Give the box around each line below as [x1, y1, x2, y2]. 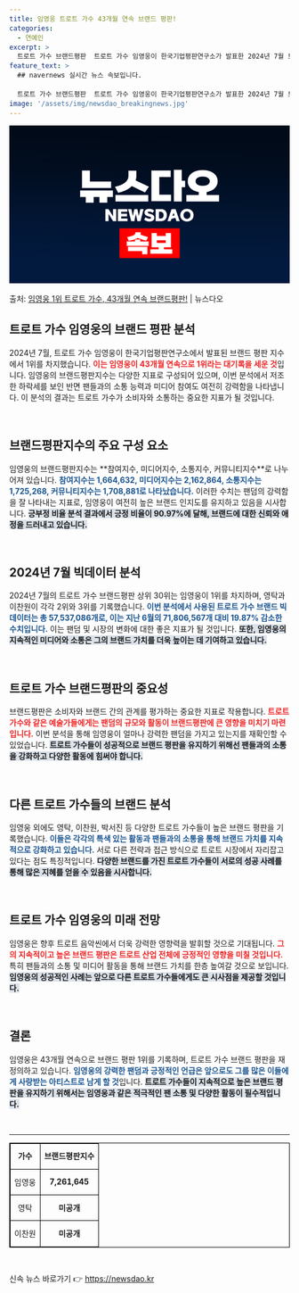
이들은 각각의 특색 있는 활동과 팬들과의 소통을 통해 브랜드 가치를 [49, 833, 267, 844]
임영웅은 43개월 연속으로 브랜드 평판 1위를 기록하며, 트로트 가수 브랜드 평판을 [9, 1054, 276, 1065]
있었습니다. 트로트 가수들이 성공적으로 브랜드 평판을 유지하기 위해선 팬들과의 [9, 740, 271, 750]
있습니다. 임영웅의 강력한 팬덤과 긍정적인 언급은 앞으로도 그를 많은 [39, 1065, 266, 1075]
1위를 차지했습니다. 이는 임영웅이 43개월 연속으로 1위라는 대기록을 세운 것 [25, 358, 278, 369]
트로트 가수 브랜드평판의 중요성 [9, 681, 169, 696]
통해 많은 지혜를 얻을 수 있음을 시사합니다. [9, 866, 153, 878]
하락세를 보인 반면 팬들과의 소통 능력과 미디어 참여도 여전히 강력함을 [18, 380, 254, 392]
